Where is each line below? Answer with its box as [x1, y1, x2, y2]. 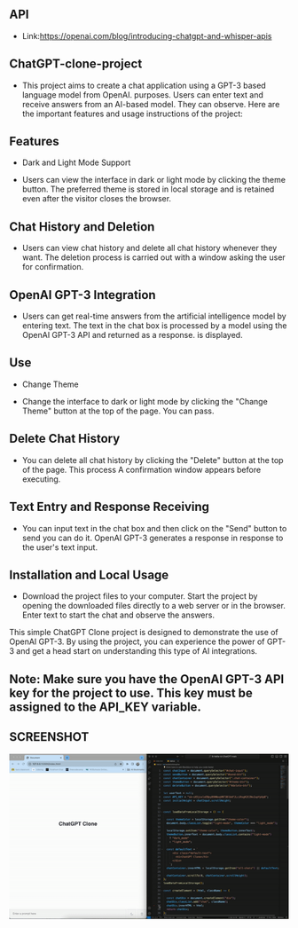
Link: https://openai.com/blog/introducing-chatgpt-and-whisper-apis [21, 30, 272, 41]
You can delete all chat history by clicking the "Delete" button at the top [21, 454, 284, 465]
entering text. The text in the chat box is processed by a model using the [21, 320, 287, 331]
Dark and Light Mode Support [21, 157, 131, 168]
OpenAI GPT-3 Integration [9, 287, 157, 303]
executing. [21, 474, 61, 484]
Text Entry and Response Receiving [9, 499, 210, 515]
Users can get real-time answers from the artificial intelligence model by [21, 311, 286, 322]
